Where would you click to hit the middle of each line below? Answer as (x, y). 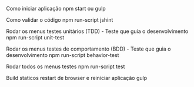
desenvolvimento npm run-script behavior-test (63, 55)
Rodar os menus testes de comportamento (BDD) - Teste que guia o (88, 49)
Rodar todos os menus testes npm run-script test (66, 66)
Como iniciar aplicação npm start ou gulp (56, 9)
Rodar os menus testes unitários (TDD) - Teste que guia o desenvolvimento (97, 31)
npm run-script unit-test (35, 37)
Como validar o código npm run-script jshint (60, 20)
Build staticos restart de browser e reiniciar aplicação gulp (77, 78)
